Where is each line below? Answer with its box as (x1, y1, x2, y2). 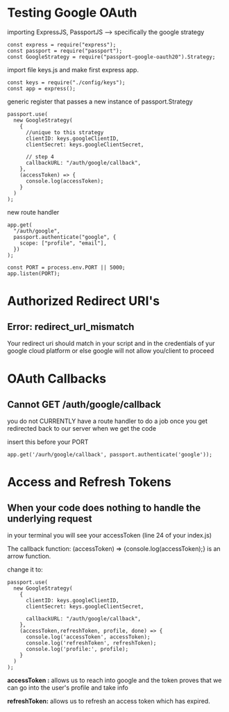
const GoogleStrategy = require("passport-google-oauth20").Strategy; (7, 53, 216, 60)
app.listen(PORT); (7, 270, 60, 277)
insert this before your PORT (7, 438, 89, 446)
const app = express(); (7, 85, 76, 92)
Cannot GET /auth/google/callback (7, 398, 162, 411)
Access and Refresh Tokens (7, 474, 171, 490)
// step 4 (25, 153, 54, 160)
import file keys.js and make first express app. (7, 65, 139, 74)
